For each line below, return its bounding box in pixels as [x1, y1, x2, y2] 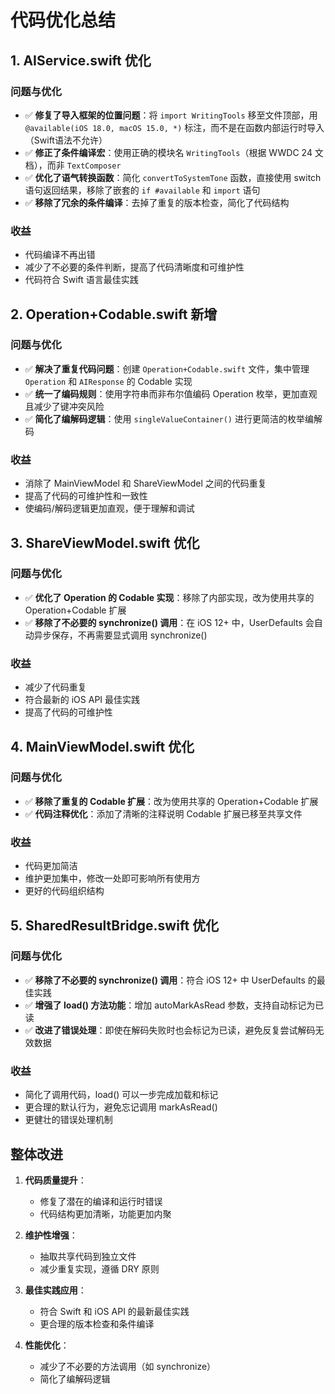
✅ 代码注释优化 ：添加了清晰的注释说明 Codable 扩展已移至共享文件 [24, 807, 303, 820]
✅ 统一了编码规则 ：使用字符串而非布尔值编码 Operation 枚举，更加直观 [24, 387, 318, 400]
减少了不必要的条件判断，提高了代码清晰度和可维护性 [24, 261, 245, 273]
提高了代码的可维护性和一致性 [24, 490, 148, 502]
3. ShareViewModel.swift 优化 [10, 534, 200, 551]
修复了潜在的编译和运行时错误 [39, 1195, 163, 1207]
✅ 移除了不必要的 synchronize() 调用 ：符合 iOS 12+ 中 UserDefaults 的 [24, 974, 317, 986]
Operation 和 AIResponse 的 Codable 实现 [24, 375, 193, 387]
